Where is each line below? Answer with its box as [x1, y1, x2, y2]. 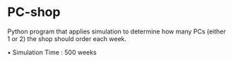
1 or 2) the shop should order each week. [7, 34, 127, 42]
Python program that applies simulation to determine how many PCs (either [7, 27, 226, 36]
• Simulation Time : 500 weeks [7, 48, 97, 56]
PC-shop [7, 4, 61, 20]
